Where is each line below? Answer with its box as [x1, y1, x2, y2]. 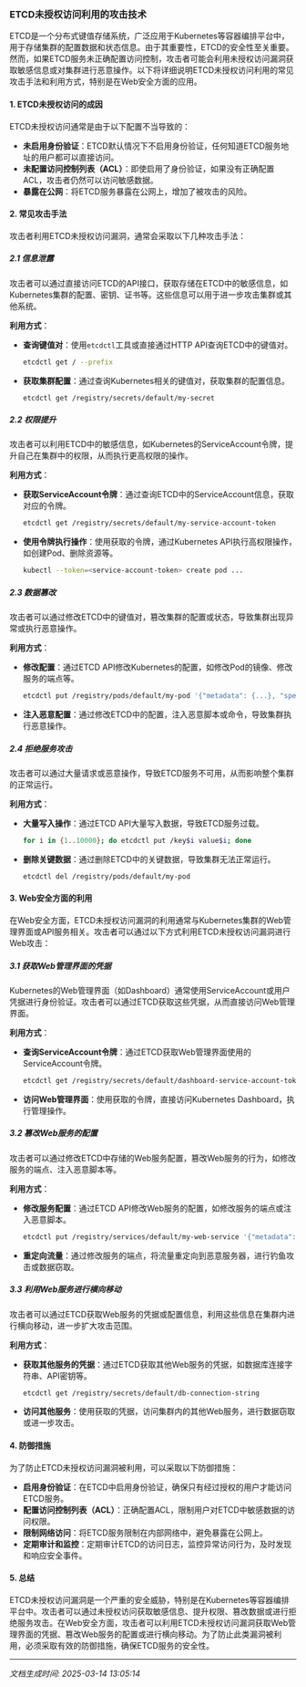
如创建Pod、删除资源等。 [22, 547, 118, 558]
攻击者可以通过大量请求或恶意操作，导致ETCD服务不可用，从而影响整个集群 [9, 767, 294, 778]
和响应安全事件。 [22, 1549, 87, 1561]
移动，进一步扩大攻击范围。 [33, 1320, 138, 1331]
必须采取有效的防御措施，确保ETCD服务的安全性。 [25, 1640, 215, 1651]
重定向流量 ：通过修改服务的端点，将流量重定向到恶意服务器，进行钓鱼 [22, 1250, 287, 1261]
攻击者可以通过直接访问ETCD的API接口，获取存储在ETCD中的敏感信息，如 [9, 277, 289, 288]
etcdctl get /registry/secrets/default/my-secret [22, 393, 216, 402]
